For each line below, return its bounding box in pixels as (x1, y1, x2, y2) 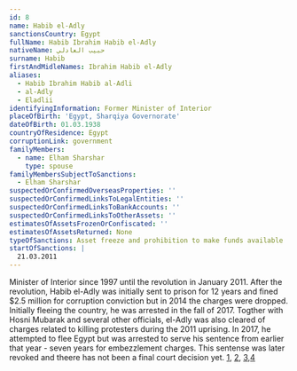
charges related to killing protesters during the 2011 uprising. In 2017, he (9, 324, 271, 334)
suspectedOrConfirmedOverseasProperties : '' (9, 186, 176, 195)
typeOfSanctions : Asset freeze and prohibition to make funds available (9, 236, 284, 245)
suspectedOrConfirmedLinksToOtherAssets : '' (9, 210, 176, 220)
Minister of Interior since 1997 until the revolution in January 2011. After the (9, 277, 283, 287)
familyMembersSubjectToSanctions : (9, 170, 137, 178)
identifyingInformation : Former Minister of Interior (9, 104, 213, 113)
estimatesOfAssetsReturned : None (9, 227, 133, 236)
